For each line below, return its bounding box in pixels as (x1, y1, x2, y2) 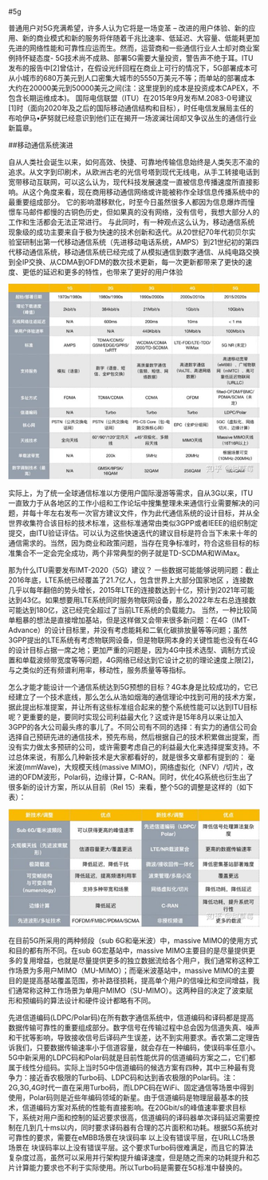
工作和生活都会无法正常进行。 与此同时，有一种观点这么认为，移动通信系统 (8, 218, 255, 226)
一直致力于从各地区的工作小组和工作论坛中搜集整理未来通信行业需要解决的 (8, 498, 253, 508)
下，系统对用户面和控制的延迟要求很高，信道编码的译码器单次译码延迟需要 (8, 1113, 253, 1122)
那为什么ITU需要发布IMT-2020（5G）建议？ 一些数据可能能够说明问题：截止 (8, 566, 260, 575)
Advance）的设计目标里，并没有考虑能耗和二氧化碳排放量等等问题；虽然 (8, 626, 247, 635)
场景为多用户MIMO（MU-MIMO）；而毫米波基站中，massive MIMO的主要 (14, 966, 255, 975)
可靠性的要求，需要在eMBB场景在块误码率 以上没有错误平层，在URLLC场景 (8, 1133, 255, 1142)
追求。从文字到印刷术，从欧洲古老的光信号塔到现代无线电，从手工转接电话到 (8, 167, 260, 177)
